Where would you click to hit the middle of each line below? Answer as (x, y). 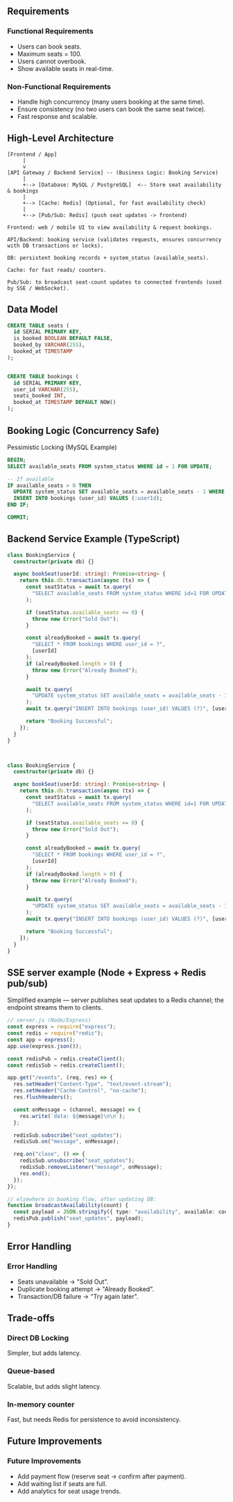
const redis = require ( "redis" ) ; (55, 1033)
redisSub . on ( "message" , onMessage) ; (66, 1142)
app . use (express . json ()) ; (44, 1046)
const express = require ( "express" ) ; (62, 1027)
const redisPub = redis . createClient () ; (67, 1059)
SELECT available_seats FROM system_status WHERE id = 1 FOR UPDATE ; (110, 466)
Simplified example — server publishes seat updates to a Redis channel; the (115, 1000)
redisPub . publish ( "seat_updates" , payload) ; (79, 1219)
